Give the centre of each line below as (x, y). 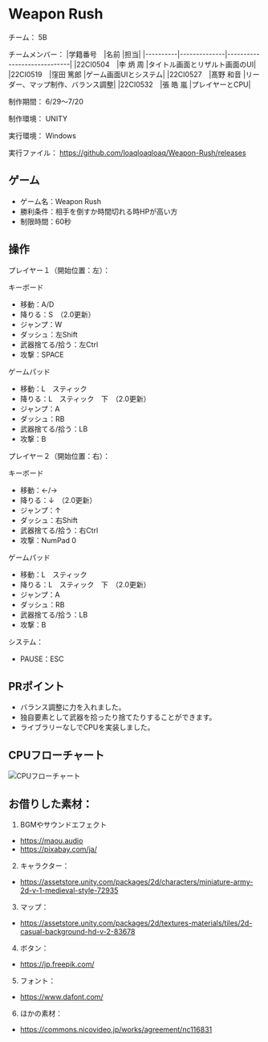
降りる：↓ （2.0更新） (58, 500)
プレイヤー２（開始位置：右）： (59, 456)
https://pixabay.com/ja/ (59, 849)
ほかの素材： (41, 1013)
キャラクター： (45, 866)
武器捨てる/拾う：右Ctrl (59, 530)
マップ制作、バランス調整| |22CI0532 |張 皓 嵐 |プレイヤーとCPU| (140, 84)
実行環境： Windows (42, 135)
